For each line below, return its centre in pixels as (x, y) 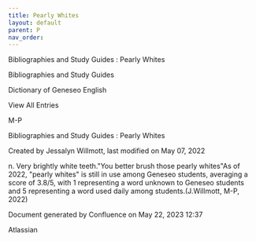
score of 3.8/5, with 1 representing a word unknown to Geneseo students (126, 183)
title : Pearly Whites (44, 15)
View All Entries (33, 105)
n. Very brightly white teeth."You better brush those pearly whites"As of (124, 166)
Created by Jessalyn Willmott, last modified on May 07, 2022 (107, 151)
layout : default (35, 23)
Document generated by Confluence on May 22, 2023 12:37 (106, 215)
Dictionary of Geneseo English (58, 90)
